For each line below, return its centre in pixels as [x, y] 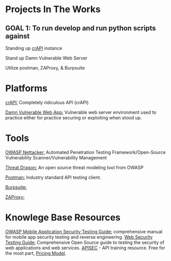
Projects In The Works [53, 9]
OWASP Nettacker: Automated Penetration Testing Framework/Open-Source [85, 152]
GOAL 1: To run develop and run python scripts [81, 28]
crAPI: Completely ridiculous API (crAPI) [47, 102]
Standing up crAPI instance [34, 48]
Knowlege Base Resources [63, 218]
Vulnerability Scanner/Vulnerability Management [56, 157]
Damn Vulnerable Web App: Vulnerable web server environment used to [81, 112]
